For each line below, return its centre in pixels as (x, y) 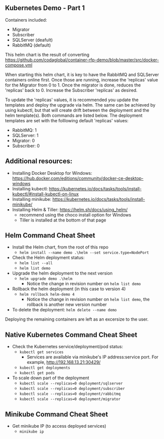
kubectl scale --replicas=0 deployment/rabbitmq (70, 394)
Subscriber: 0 (26, 146)
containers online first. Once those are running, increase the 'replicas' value (82, 80)
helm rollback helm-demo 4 (47, 295)
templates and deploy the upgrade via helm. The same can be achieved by (80, 105)
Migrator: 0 (23, 140)
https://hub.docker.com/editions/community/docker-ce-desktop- (78, 178)
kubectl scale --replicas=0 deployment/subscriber (72, 389)
